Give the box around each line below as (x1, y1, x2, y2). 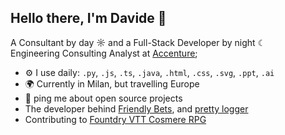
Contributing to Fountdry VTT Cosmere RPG (24, 113, 207, 125)
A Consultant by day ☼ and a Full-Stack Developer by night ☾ (10, 36, 267, 48)
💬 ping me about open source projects (24, 92, 183, 104)
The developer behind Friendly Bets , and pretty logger (24, 102, 249, 115)
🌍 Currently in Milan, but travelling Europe (24, 77, 200, 90)
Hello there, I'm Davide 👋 (10, 10, 167, 27)
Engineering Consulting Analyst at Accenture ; (10, 47, 198, 59)
